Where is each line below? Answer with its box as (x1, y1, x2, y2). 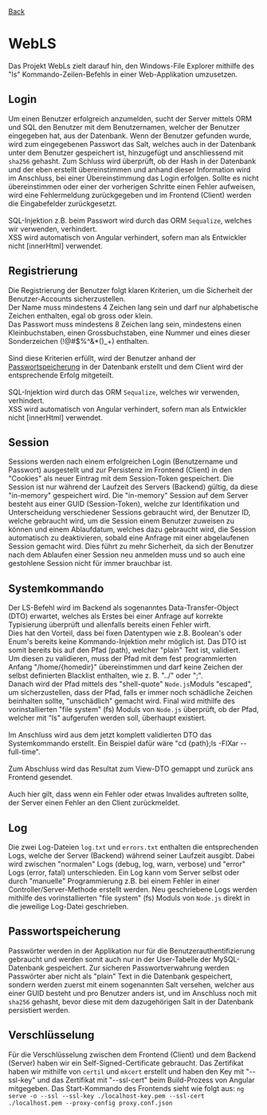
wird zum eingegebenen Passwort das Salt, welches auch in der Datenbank (8, 139, 257, 148)
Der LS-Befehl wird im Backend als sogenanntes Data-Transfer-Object (8, 603, 239, 613)
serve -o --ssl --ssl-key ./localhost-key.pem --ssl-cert (8, 1092, 205, 1100)
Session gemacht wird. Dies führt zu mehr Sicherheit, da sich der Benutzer (8, 542, 254, 552)
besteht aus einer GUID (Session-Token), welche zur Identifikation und (8, 499, 240, 509)
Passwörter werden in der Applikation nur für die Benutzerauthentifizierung (8, 946, 255, 955)
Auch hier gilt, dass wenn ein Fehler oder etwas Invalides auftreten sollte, (8, 789, 249, 799)
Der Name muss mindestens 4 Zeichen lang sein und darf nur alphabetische (8, 302, 259, 312)
